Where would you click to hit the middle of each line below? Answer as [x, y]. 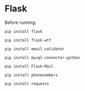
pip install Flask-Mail [29, 66]
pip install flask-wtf [28, 40]
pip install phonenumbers [31, 75]
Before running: [21, 22]
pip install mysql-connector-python [42, 58]
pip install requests [27, 84]
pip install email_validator [35, 49]
